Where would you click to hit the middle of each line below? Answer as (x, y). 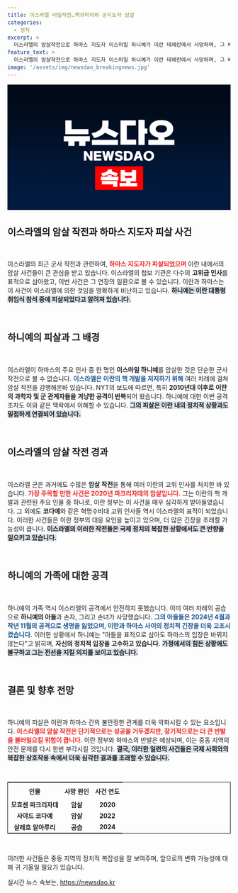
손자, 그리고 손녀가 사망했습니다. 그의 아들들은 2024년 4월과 (147, 617)
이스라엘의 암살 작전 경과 (58, 453)
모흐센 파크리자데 (35, 805)
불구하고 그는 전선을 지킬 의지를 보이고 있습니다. (73, 652)
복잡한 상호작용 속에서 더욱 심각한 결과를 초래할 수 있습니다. (89, 758)
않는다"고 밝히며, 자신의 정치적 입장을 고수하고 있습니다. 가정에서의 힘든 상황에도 (118, 643)
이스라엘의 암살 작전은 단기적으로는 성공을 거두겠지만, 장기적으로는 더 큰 (115, 731)
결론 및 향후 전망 (41, 690)
